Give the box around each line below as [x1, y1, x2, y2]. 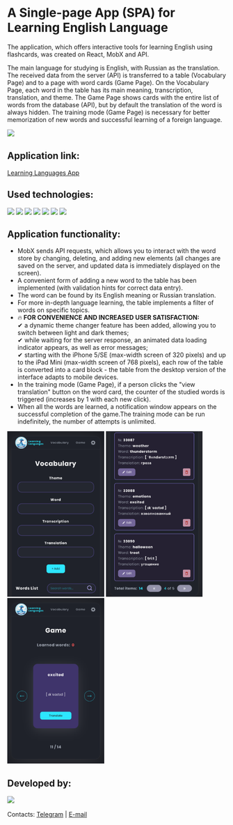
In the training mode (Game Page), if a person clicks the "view [17, 380, 196, 389]
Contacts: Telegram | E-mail [7, 810, 88, 819]
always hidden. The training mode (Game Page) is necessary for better [7, 108, 211, 116]
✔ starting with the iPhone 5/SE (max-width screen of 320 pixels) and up [17, 350, 226, 360]
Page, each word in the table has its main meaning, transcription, [7, 86, 193, 94]
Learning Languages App [7, 169, 80, 177]
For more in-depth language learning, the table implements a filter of [17, 298, 214, 307]
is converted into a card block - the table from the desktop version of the [17, 366, 226, 374]
